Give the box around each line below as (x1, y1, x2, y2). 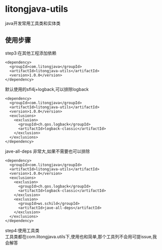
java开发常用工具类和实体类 (5, 20, 61, 26)
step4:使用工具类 (5, 227, 40, 233)
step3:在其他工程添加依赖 (5, 50, 57, 56)
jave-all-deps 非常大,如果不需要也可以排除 (5, 148, 90, 154)
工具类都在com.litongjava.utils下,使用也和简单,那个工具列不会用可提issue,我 (5, 233, 157, 239)
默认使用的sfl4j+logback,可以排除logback (5, 86, 89, 92)
